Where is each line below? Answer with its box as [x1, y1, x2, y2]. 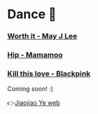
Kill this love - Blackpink [7, 69, 91, 78]
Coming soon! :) [7, 85, 54, 93]
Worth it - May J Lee [7, 31, 78, 41]
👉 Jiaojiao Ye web [7, 99, 61, 107]
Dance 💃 [7, 6, 57, 22]
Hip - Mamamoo [7, 50, 63, 60]
